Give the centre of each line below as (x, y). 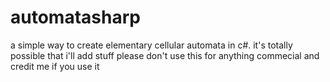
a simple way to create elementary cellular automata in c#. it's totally (151, 45)
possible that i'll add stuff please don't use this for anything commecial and (165, 55)
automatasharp (75, 17)
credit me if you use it (55, 66)
